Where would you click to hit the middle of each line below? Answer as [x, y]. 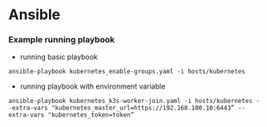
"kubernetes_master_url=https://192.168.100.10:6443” [143, 108]
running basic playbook [59, 57]
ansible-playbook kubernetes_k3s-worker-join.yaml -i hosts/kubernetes [130, 101]
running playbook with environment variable [93, 86]
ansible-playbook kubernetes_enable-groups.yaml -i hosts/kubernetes [127, 72]
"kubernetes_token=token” [91, 115]
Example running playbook [61, 40]
